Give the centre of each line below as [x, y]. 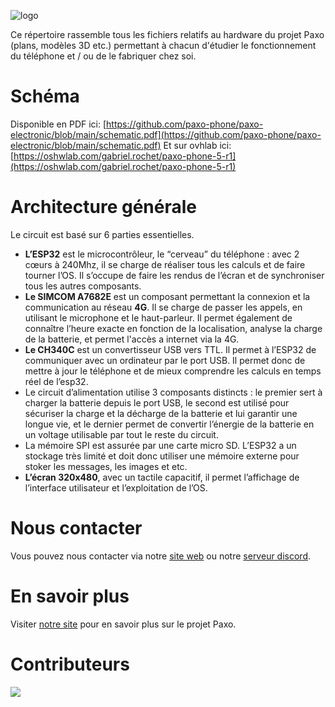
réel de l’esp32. [56, 381]
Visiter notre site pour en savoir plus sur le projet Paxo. [123, 624]
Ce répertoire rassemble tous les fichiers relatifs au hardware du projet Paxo [167, 34]
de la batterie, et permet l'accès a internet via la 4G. [132, 339]
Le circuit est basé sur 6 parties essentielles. [102, 234]
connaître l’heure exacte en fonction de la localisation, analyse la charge [173, 328]
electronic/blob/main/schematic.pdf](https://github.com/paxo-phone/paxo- [166, 134]
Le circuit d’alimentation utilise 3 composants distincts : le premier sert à [173, 392]
